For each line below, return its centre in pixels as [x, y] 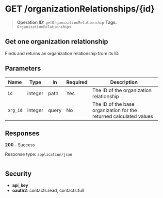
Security [18, 174]
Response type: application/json [39, 154]
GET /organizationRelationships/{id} [80, 9]
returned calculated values [122, 116]
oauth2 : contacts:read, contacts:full [48, 191]
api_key [20, 185]
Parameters [23, 69]
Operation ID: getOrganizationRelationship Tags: [67, 22]
